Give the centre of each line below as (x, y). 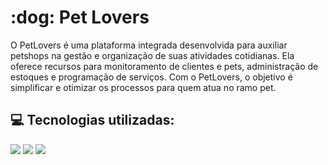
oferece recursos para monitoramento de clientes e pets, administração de (164, 66)
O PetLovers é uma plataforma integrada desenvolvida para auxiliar (149, 45)
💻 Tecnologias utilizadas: (92, 120)
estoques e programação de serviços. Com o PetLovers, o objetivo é (151, 77)
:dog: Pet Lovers (80, 17)
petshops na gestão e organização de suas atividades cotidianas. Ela (152, 55)
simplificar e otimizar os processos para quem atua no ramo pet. (143, 87)
